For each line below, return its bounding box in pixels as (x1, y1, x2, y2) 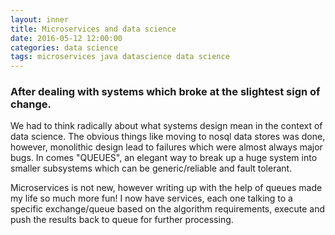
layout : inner (10, 14, 70, 25)
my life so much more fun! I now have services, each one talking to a (10, 192, 293, 205)
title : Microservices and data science (10, 24, 177, 34)
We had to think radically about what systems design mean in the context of (10, 120, 323, 132)
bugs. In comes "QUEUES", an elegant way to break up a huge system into (10, 152, 318, 164)
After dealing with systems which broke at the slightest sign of (10, 85, 321, 99)
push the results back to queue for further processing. (10, 214, 234, 226)
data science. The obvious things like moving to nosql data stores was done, (10, 131, 326, 143)
